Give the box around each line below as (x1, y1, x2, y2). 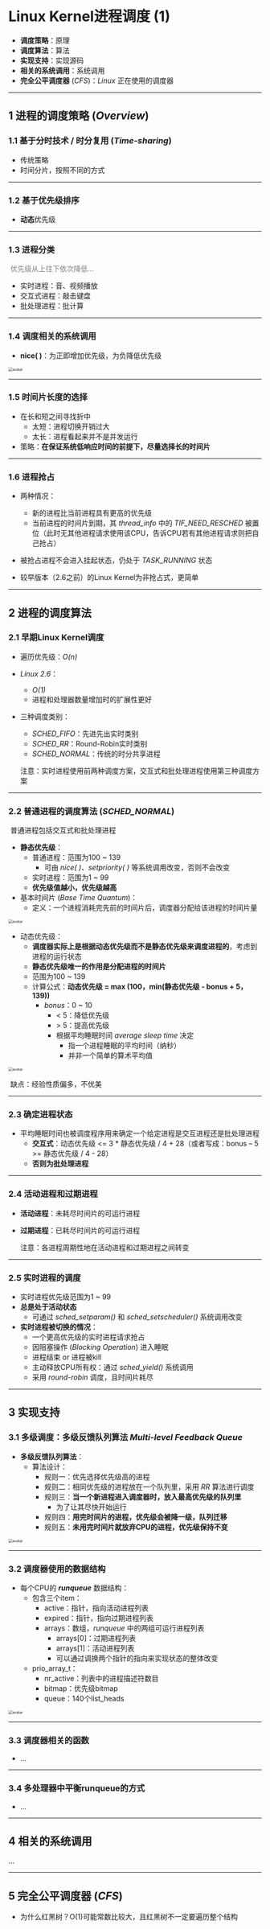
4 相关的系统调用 (8, 1834, 92, 1848)
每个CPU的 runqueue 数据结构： (19, 1582, 129, 1593)
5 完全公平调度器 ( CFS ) (8, 1889, 123, 1902)
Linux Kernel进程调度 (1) (8, 7, 170, 26)
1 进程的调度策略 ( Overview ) (8, 109, 149, 123)
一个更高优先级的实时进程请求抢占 (31, 1332, 145, 1342)
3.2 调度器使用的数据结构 (8, 1563, 106, 1574)
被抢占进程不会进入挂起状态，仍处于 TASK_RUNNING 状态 (19, 556, 213, 566)
